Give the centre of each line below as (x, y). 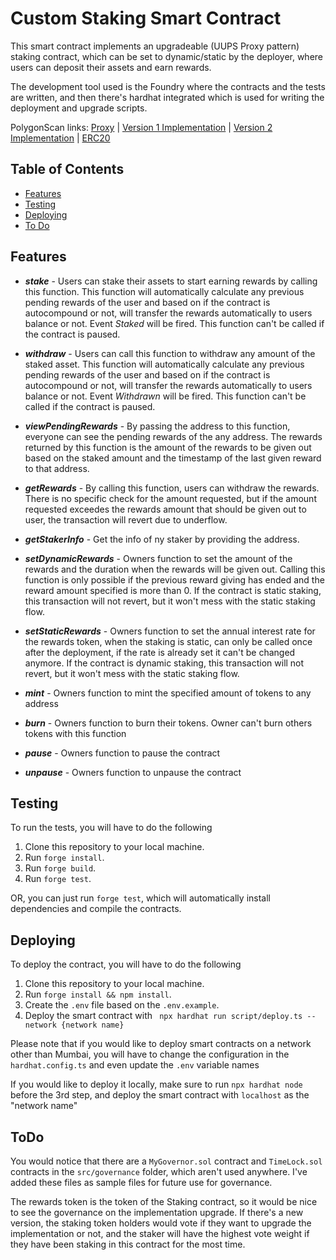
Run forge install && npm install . (98, 994)
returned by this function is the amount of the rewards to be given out (168, 447)
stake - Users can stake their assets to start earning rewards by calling (171, 281)
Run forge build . (60, 868)
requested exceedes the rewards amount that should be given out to (165, 509)
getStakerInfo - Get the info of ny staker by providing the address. (162, 539)
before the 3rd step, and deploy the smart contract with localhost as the (160, 1095)
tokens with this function (75, 733)
